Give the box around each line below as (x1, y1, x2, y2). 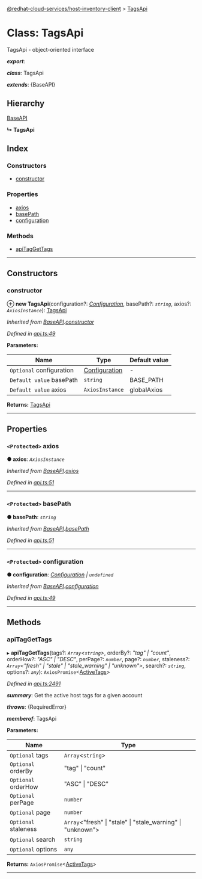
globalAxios (129, 385, 163, 393)
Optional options (10, 845, 58, 853)
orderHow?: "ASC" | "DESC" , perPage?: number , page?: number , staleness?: (7, 655, 190, 662)
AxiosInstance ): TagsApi (7, 306, 67, 313)
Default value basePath (10, 375, 79, 384)
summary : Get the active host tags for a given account (7, 691, 143, 699)
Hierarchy (7, 99, 45, 109)
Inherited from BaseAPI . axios (7, 467, 79, 475)
